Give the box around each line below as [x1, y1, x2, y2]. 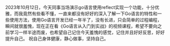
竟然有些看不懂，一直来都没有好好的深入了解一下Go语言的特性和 [22, 10, 158, 16]
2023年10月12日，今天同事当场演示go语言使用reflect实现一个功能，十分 [5, 4, 155, 10]
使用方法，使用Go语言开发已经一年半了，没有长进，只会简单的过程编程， [9, 17, 162, 22]
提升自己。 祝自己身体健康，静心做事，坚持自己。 [5, 35, 109, 41]
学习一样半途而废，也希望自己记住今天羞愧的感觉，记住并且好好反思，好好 [9, 29, 165, 35]
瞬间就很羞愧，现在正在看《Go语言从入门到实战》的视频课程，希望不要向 [5, 23, 158, 29]
